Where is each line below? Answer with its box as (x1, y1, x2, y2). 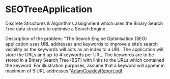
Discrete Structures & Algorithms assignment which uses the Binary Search (5, 20, 163, 26)
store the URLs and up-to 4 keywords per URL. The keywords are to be (5, 52, 154, 58)
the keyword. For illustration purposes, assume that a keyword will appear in (5, 62, 165, 68)
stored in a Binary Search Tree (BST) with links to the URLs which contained (5, 57, 164, 63)
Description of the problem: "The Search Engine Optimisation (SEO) (5, 35, 147, 42)
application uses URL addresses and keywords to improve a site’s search (5, 41, 158, 47)
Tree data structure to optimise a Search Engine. (5, 25, 107, 31)
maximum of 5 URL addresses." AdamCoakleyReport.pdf (5, 67, 123, 74)
